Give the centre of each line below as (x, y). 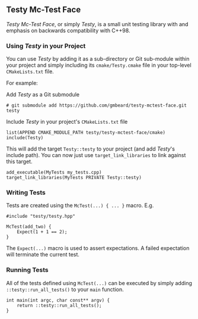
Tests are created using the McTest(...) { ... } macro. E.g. (80, 205)
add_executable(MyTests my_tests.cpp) (54, 173)
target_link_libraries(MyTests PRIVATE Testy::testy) (74, 178)
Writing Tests (26, 193)
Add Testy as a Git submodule (43, 95)
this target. (19, 162)
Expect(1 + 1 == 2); (42, 232)
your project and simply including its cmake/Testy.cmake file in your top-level (99, 65)
